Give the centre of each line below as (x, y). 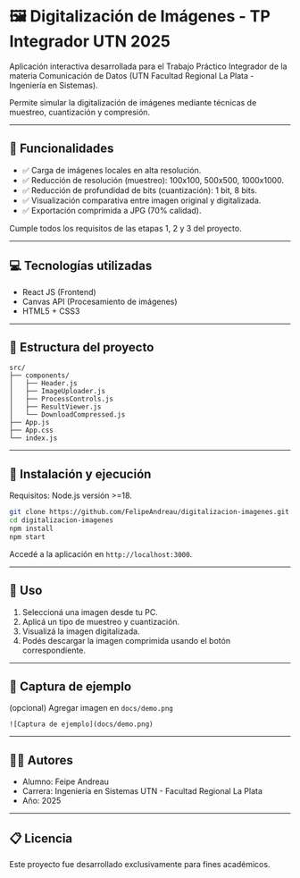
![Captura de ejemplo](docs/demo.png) (81, 724)
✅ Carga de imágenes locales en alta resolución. (112, 170)
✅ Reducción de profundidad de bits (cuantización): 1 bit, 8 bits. (139, 190)
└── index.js (33, 438)
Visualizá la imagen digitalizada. (81, 631)
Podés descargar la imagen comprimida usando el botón (126, 640)
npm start (28, 536)
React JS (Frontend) (59, 291)
